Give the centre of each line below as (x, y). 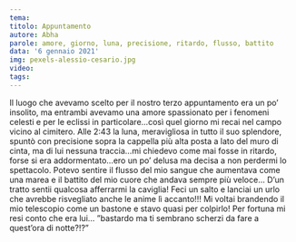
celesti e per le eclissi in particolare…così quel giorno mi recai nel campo (146, 121)
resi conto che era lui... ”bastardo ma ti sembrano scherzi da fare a (134, 218)
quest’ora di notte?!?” (49, 227)
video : (22, 69)
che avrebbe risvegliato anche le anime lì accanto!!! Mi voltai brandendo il (147, 198)
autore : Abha (34, 34)
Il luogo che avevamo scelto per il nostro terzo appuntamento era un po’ (144, 102)
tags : (20, 77)
